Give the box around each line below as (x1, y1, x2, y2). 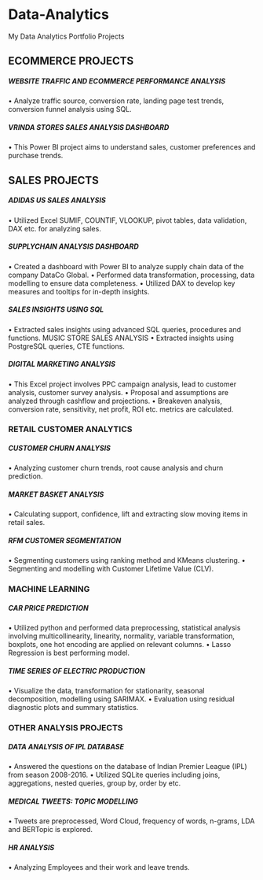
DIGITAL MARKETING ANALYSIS (8, 360, 116, 369)
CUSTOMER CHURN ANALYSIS (8, 443, 111, 453)
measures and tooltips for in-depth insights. (8, 287, 150, 296)
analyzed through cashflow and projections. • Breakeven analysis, (8, 396, 222, 405)
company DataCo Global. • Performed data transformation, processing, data (8, 270, 255, 279)
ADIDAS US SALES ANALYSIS (8, 195, 106, 205)
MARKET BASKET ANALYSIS (8, 490, 104, 499)
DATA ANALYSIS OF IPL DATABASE (8, 741, 124, 751)
